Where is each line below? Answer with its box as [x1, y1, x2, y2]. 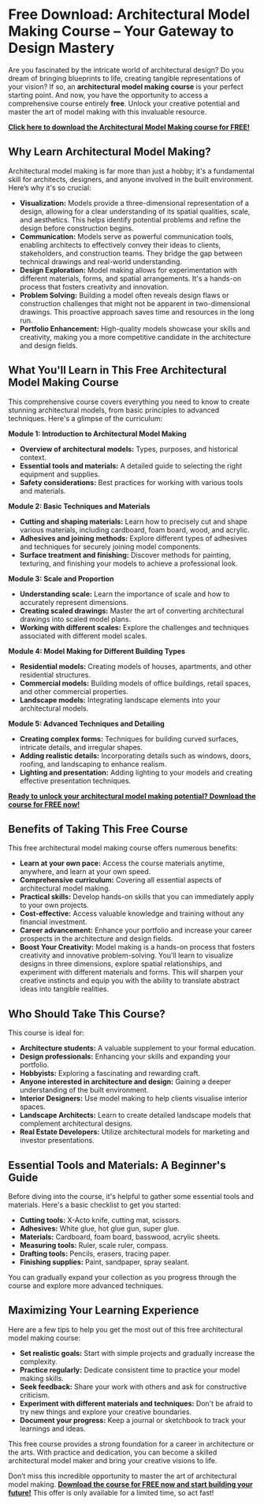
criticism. [19, 1390, 50, 1399]
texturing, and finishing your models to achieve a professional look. [19, 558, 238, 568]
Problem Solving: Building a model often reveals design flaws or [19, 290, 229, 300]
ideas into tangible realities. [19, 984, 110, 994]
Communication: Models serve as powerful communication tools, [19, 231, 234, 241]
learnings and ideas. [19, 1424, 86, 1433]
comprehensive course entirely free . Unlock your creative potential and [8, 99, 240, 108]
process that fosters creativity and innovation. [19, 282, 169, 291]
